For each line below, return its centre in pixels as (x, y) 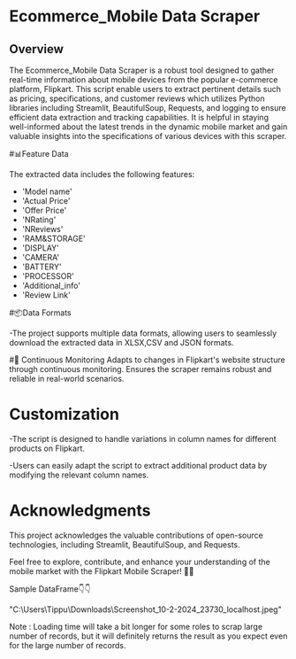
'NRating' (39, 220)
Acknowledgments (80, 511)
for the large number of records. (68, 645)
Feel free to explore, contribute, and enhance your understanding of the (140, 562)
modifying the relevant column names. (79, 475)
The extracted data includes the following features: (102, 174)
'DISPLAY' (41, 248)
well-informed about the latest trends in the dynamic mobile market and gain (148, 127)
